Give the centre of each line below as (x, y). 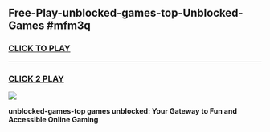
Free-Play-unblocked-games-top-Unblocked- (126, 13)
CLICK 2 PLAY (36, 78)
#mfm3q (69, 26)
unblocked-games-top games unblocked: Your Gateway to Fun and (123, 110)
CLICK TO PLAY (39, 49)
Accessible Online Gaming (53, 119)
